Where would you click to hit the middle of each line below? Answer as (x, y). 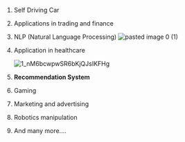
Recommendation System (52, 77)
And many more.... (40, 131)
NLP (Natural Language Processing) (65, 37)
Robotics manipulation (45, 117)
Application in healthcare (49, 50)
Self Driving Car (36, 10)
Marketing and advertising (51, 104)
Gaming (25, 90)
